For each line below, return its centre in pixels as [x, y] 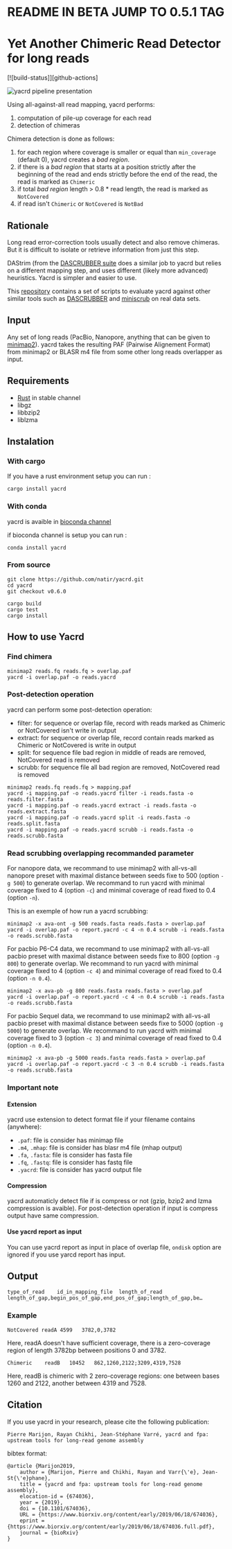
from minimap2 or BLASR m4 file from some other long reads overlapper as [115, 351]
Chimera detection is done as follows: [61, 139]
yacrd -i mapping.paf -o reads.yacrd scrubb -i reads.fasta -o [100, 830]
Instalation [30, 441]
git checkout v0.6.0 [37, 591]
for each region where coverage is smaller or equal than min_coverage [117, 152]
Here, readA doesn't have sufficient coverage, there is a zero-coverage [109, 1342]
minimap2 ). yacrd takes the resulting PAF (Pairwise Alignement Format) [109, 344]
